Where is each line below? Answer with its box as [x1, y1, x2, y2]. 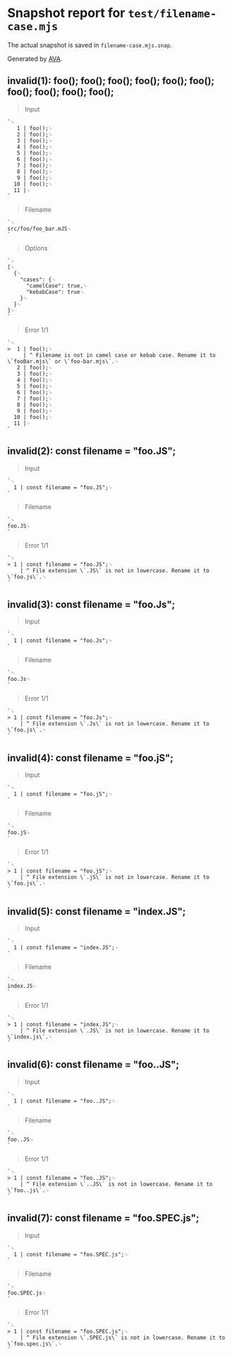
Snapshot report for [7, 5, 126, 21]
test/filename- [128, 7, 217, 21]
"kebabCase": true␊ [25, 288, 85, 295]
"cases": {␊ [20, 276, 56, 283]
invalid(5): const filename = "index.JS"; [7, 905, 186, 917]
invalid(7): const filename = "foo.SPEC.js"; [7, 1212, 200, 1224]
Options [24, 243, 48, 252]
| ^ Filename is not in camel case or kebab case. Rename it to [23, 352, 216, 359]
